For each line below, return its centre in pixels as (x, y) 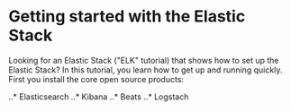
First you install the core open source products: (96, 79)
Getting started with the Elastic (127, 17)
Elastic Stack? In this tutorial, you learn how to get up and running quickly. (145, 70)
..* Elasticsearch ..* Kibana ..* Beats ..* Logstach (99, 97)
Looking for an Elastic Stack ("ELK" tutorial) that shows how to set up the (144, 60)
